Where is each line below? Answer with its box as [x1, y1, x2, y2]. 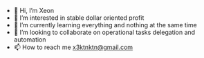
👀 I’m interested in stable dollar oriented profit [13, 14, 145, 22]
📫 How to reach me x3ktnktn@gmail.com [13, 43, 133, 51]
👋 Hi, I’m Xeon [13, 7, 54, 14]
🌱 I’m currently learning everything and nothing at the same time [13, 21, 197, 29]
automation [13, 35, 46, 44]
